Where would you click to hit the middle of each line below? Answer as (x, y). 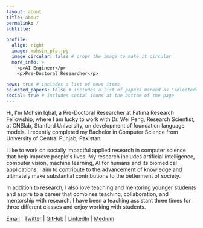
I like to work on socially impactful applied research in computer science (96, 150)
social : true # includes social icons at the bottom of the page (90, 96)
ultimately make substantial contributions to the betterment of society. (94, 176)
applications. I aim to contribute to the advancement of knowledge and (94, 169)
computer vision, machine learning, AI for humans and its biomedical (92, 163)
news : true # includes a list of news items (63, 84)
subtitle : (19, 29)
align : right (28, 45)
